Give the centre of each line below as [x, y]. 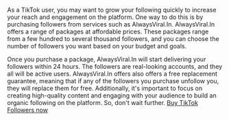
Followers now [27, 110]
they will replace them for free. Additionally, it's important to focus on [105, 88]
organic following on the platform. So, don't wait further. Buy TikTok [103, 103]
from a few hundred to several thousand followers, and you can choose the [113, 39]
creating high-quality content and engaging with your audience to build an [112, 95]
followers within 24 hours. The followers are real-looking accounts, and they [115, 66]
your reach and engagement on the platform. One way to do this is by [105, 17]
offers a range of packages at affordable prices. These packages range [108, 31]
